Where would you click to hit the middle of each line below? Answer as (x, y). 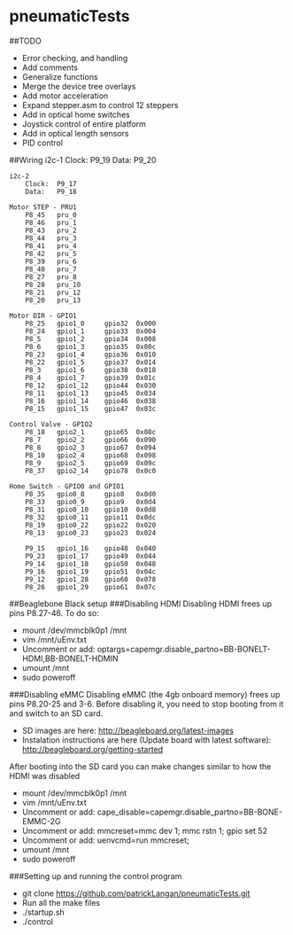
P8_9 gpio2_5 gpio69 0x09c (91, 463)
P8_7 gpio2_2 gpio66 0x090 (91, 440)
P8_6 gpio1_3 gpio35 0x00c (91, 347)
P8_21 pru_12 (53, 292)
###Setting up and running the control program (96, 876)
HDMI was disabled (45, 775)
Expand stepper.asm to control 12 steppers (100, 105)
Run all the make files (61, 902)
